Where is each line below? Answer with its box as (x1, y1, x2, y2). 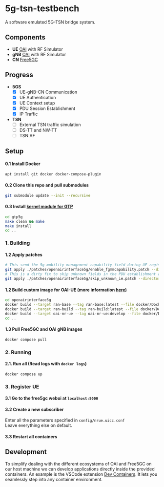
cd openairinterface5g (5, 297, 51, 303)
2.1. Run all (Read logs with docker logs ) (5, 361, 87, 367)
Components (5, 33, 45, 42)
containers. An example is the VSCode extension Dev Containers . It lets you (5, 471, 158, 477)
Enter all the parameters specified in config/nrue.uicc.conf (5, 417, 125, 423)
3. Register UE (5, 383, 40, 390)
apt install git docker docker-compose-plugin (5, 171, 102, 176)
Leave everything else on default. (5, 423, 72, 428)
